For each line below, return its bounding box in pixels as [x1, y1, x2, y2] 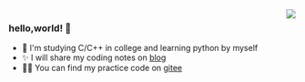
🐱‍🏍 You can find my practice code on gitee [21, 63, 183, 74]
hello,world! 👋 [8, 22, 72, 35]
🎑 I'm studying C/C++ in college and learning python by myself [21, 43, 259, 54]
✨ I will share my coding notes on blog [21, 52, 167, 63]
